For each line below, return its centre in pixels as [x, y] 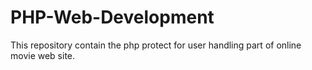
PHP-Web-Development [112, 17]
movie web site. [43, 55]
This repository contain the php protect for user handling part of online [156, 45]
